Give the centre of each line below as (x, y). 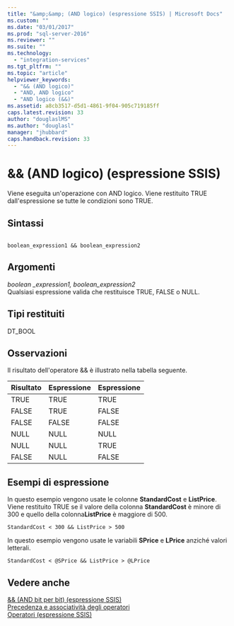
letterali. (19, 548)
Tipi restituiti (36, 314)
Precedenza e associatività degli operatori (69, 607)
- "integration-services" (52, 60)
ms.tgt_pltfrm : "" (34, 66)
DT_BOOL (22, 331)
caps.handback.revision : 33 (49, 139)
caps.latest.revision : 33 (45, 112)
